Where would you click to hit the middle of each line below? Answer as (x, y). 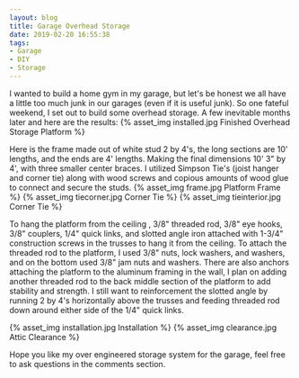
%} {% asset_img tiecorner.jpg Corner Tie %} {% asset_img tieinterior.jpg (145, 197)
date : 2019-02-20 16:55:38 (60, 34)
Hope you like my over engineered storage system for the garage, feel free (147, 354)
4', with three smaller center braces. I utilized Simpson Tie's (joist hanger (145, 168)
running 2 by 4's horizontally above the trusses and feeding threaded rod (145, 300)
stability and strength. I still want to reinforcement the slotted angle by (139, 291)
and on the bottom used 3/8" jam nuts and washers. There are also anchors (149, 262)
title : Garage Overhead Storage (70, 26)
